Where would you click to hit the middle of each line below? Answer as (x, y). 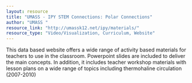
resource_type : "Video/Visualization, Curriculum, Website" (81, 33)
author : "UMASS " (27, 22)
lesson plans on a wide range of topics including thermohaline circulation (94, 68)
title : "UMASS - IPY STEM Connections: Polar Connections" (79, 17)
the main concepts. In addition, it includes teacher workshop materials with (96, 63)
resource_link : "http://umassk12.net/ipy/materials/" (73, 28)
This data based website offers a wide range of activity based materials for (96, 50)
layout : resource (27, 11)
